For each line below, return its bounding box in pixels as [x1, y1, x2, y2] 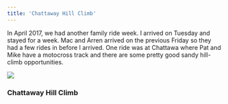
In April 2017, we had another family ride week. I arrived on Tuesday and [7, 29, 210, 37]
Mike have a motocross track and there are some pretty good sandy [7, 51, 199, 59]
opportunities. [23, 57, 64, 66]
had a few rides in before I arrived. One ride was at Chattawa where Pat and [7, 43, 221, 51]
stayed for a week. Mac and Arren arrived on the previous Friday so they [7, 36, 212, 44]
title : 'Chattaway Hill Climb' [7, 10, 97, 17]
